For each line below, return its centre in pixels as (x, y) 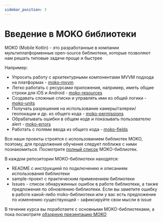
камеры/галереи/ (118, 108)
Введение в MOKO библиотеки (70, 34)
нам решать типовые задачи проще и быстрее (54, 58)
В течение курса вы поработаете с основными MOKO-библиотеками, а (80, 209)
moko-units (23, 103)
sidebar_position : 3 (26, 10)
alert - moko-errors (31, 124)
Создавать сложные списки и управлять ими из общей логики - (79, 98)
